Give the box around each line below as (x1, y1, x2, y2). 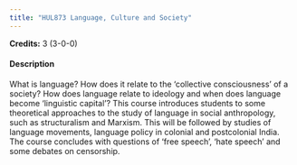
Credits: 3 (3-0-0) (9, 38, 79, 49)
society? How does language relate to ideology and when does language (9, 87, 282, 99)
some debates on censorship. (9, 145, 120, 156)
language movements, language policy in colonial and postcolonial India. (9, 126, 280, 137)
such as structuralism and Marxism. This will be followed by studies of (9, 116, 272, 127)
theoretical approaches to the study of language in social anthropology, (9, 107, 276, 118)
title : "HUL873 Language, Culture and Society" (9, 13, 193, 23)
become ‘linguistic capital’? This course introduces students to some (9, 97, 265, 108)
